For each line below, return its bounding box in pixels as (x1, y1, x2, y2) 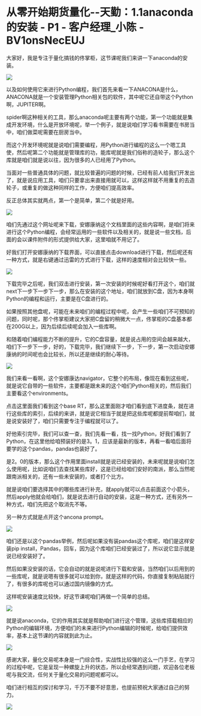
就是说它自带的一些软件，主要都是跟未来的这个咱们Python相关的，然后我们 (6, 382, 191, 389)
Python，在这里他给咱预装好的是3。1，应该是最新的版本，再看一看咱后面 (6, 438, 187, 445)
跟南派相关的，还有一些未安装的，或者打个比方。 (6, 472, 127, 480)
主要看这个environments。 (6, 390, 72, 397)
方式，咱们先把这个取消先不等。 (11, 501, 90, 508)
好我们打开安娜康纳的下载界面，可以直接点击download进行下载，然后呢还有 (6, 248, 193, 256)
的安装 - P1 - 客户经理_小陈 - (6, 20, 144, 34)
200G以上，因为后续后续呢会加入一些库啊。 (11, 322, 120, 330)
